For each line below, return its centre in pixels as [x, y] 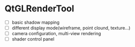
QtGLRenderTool [39, 9]
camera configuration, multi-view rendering [56, 34]
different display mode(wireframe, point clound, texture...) [71, 28]
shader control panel [33, 39]
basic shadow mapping [36, 22]
